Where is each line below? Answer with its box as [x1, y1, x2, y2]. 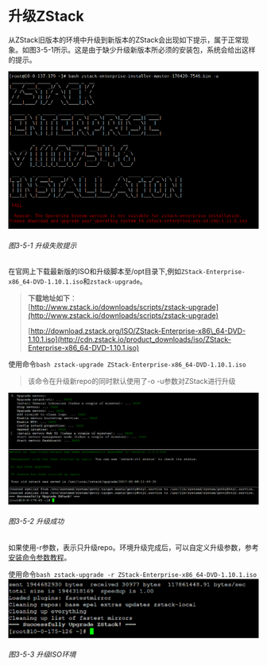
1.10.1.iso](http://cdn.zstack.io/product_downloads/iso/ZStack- [27, 335, 232, 344]
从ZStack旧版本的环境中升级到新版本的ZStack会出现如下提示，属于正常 [8, 35, 242, 45]
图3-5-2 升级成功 [8, 516, 64, 525]
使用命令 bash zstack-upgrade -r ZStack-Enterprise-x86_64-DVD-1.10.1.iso [8, 569, 257, 579]
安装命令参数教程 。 [8, 552, 72, 562]
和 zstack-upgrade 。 [83, 277, 147, 286]
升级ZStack [8, 7, 85, 25]
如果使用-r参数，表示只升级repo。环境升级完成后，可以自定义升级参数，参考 [8, 542, 259, 552]
